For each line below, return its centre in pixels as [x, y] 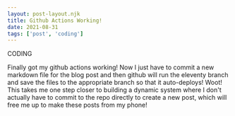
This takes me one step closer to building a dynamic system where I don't [114, 90]
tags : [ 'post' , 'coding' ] [45, 34]
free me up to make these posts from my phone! [78, 105]
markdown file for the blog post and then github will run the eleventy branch [118, 75]
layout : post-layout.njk [44, 14]
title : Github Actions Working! [55, 21]
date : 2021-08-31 [33, 27]
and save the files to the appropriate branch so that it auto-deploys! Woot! [115, 83]
